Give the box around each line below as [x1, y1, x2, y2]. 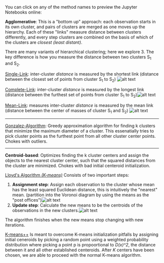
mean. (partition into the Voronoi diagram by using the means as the [12, 192, 149, 198]
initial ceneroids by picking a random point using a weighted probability [5, 236, 149, 243]
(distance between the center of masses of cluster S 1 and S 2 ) [5, 108, 128, 114]
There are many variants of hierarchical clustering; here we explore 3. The [5, 49, 154, 55]
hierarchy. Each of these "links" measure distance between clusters [5, 29, 142, 35]
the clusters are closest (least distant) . [5, 39, 82, 45]
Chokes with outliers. [5, 138, 48, 144]
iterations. [5, 222, 25, 228]
